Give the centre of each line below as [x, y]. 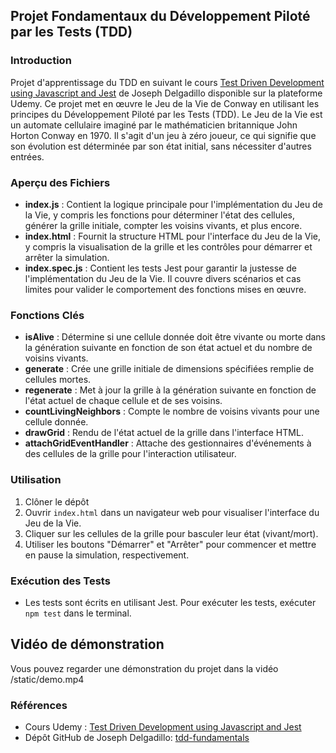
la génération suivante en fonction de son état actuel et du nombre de [168, 348]
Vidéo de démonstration [87, 644]
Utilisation [36, 480]
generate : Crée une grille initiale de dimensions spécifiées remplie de [169, 369]
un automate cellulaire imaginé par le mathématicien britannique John [154, 125]
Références [39, 705]
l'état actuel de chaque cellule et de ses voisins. [123, 401]
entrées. [27, 156]
